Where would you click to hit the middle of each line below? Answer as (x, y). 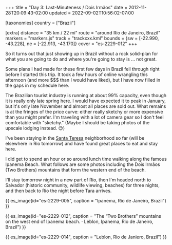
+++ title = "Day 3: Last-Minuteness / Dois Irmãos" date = (66, 7)
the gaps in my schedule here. (37, 85)
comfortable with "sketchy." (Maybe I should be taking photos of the (78, 122)
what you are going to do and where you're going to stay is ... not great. (81, 59)
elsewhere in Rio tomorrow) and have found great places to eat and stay (82, 144)
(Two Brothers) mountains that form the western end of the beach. (76, 170)
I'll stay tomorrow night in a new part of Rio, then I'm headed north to (78, 180)
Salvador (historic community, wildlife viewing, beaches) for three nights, (83, 185)
